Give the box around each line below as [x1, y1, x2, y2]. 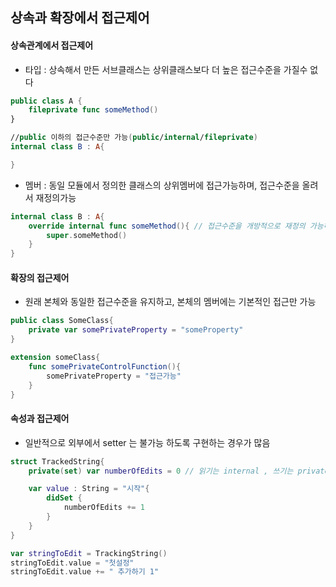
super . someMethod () [46, 230, 128, 240]
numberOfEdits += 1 [63, 503, 145, 513]
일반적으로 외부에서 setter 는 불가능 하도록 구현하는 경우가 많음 [24, 436, 271, 448]
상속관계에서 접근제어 [10, 39, 94, 51]
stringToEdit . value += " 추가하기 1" [10, 567, 160, 577]
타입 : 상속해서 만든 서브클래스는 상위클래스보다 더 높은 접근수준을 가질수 [24, 63, 308, 75]
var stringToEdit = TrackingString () [10, 548, 168, 558]
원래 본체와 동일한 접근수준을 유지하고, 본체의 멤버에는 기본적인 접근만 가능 [24, 296, 317, 308]
